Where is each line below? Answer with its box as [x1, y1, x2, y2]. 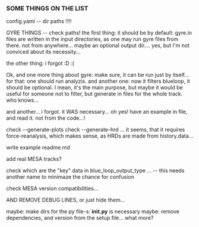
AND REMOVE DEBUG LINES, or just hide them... [6, 197, 125, 204]
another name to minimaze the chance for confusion [6, 173, 135, 181]
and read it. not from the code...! [6, 114, 86, 122]
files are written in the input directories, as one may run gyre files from [6, 36, 179, 43]
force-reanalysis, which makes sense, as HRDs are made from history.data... [6, 132, 194, 139]
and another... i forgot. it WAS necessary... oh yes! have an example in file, [6, 108, 188, 116]
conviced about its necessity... [6, 48, 81, 55]
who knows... [6, 97, 39, 104]
